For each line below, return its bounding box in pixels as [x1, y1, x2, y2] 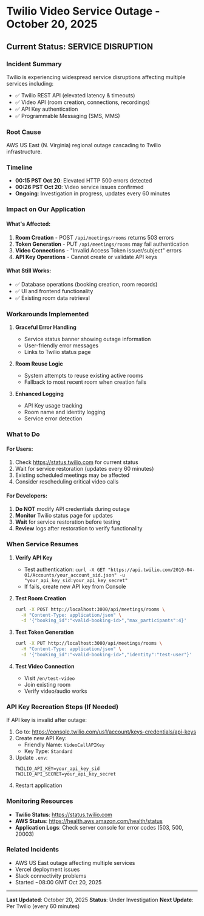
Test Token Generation [15, 628, 74, 636]
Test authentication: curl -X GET [24, 566, 106, 573]
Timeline [6, 163, 33, 172]
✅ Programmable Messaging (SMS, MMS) [15, 112, 120, 119]
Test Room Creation [15, 594, 67, 602]
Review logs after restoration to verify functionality [15, 525, 143, 532]
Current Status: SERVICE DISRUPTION [6, 41, 154, 52]
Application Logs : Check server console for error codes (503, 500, [15, 824, 184, 831]
